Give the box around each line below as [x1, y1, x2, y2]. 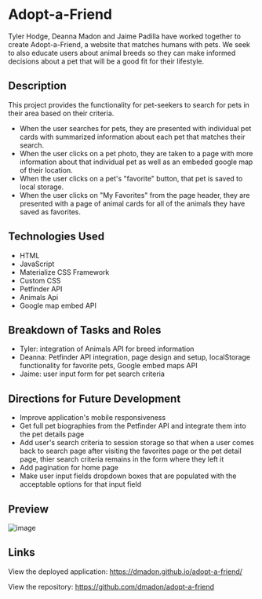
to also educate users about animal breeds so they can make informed [8, 48, 236, 57]
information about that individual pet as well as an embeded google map [19, 157, 253, 166]
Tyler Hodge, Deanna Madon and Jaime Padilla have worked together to [8, 31, 242, 41]
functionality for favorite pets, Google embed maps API [19, 361, 198, 371]
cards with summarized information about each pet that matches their [19, 132, 246, 141]
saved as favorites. [19, 206, 81, 217]
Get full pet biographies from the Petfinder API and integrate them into [19, 422, 247, 431]
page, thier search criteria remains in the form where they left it [19, 455, 224, 464]
